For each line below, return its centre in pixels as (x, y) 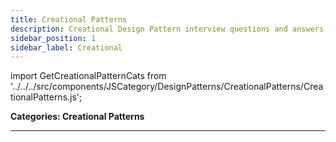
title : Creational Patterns (69, 19)
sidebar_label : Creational (66, 47)
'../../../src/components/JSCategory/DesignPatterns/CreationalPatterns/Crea (167, 87)
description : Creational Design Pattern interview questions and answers (167, 29)
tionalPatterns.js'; (46, 97)
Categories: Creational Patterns (77, 117)
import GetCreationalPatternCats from (88, 76)
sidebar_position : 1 (53, 38)
